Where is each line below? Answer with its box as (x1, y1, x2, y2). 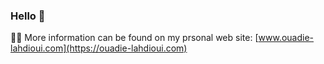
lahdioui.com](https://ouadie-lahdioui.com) (10, 42, 188, 54)
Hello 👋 (10, 9, 46, 23)
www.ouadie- (258, 32, 314, 44)
